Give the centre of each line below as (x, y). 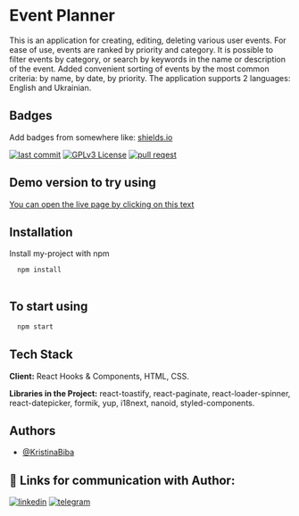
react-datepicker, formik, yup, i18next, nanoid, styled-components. (132, 403)
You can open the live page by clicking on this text (102, 204)
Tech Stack (41, 355)
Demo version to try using (83, 183)
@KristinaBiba (48, 453)
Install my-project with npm (59, 254)
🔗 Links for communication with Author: (122, 480)
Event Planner (62, 16)
